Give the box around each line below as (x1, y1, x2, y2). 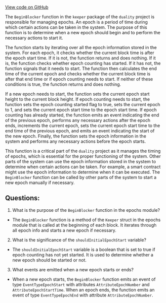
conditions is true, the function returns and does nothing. (5, 81, 121, 87)
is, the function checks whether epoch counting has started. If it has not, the (5, 61, 161, 66)
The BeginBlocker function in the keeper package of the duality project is (5, 14, 155, 19)
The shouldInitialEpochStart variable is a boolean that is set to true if (12, 246, 156, 252)
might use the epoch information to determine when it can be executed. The (5, 169, 160, 175)
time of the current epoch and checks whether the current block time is (5, 71, 151, 76)
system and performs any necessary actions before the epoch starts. (5, 138, 146, 144)
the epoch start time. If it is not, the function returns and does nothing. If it (5, 55, 156, 61)
